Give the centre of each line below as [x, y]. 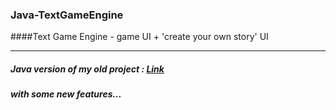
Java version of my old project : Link [87, 69]
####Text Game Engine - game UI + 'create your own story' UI [139, 37]
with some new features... [66, 94]
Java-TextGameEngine [67, 15]
